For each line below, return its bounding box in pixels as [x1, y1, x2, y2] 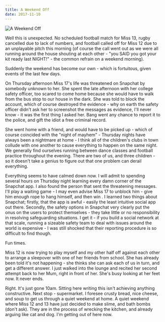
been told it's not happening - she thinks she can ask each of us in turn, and [5, 260, 160, 266]
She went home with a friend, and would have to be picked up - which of [5, 126, 153, 132]
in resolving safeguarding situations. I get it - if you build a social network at [5, 215, 159, 220]
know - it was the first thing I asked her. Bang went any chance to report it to [5, 111, 161, 117]
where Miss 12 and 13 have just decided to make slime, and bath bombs [5, 301, 151, 307]
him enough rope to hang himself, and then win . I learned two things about [5, 193, 158, 200]
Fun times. [5, 240, 27, 246]
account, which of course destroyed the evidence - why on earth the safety [5, 101, 159, 107]
